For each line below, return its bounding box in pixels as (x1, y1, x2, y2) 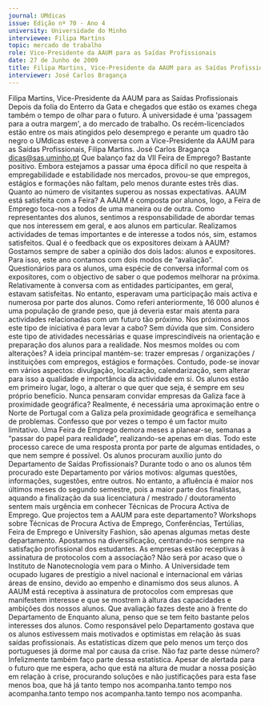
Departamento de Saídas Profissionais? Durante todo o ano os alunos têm (8, 459, 252, 468)
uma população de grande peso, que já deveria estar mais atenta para (8, 306, 240, 315)
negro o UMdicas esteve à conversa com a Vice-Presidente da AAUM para (8, 135, 255, 145)
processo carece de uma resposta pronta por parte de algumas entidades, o (8, 442, 260, 451)
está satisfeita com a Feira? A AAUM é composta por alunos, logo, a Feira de (8, 195, 262, 205)
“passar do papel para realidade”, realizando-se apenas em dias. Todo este (8, 433, 257, 443)
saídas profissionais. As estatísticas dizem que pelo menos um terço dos (8, 637, 248, 647)
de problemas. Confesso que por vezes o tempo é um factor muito (8, 416, 228, 426)
